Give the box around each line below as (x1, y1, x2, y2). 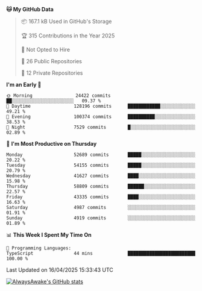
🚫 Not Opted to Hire (21, 46, 71, 53)
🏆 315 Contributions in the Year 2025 (21, 32, 115, 39)
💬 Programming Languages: (6, 245, 71, 251)
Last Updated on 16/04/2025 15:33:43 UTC (6, 266, 113, 274)
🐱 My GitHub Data (6, 6, 54, 13)
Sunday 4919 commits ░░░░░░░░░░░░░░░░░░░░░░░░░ (6, 215, 196, 221)
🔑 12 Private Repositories (21, 69, 83, 77)
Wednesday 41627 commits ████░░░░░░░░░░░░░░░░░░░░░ (6, 173, 196, 179)
